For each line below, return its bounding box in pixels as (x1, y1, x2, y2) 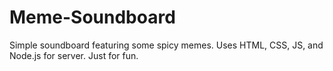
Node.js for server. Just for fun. (9, 49, 139, 61)
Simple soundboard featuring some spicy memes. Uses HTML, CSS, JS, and (9, 39, 324, 51)
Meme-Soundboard (9, 6, 176, 29)
